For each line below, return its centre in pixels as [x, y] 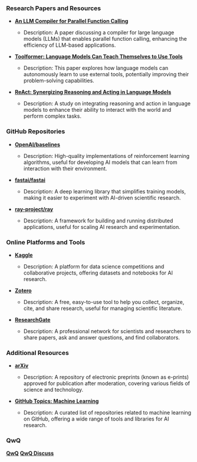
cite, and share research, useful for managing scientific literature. [103, 308]
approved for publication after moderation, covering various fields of [107, 383]
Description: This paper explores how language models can [96, 68]
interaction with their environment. [65, 168]
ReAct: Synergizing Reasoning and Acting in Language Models [93, 92]
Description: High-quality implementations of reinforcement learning [106, 156]
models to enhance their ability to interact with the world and [97, 110]
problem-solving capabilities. [59, 80]
